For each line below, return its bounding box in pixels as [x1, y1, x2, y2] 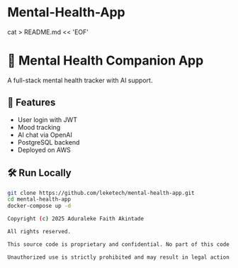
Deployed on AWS [17, 145, 71, 154]
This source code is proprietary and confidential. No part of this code [7, 240, 230, 248]
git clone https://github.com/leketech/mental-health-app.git [7, 189, 195, 196]
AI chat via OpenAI [17, 130, 72, 139]
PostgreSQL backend [17, 138, 80, 146]
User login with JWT [17, 115, 78, 124]
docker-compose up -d [7, 203, 72, 210]
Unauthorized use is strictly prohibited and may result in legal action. [7, 253, 233, 261]
